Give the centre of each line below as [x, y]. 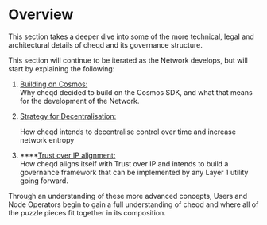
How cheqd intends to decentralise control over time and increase [128, 132]
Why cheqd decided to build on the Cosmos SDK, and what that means [136, 92]
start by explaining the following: [62, 68]
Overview [41, 15]
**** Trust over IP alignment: [68, 155]
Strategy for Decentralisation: [68, 116]
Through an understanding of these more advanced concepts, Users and [128, 196]
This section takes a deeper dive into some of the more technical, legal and [131, 36]
